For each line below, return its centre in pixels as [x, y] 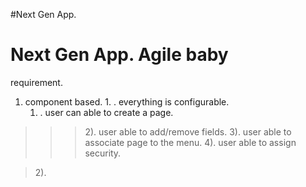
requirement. [36, 82]
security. [103, 153]
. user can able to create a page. [106, 112]
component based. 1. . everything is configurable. [127, 101]
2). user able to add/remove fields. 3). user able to [188, 131]
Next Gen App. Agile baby [119, 55]
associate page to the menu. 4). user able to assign [190, 142]
